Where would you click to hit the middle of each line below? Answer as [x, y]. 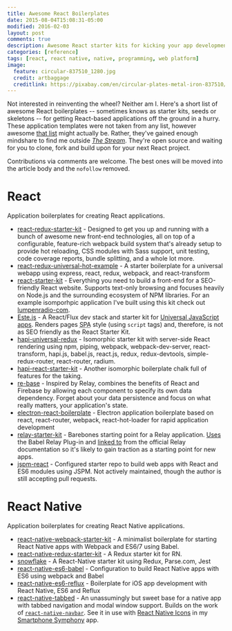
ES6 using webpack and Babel [60, 576]
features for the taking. [50, 376]
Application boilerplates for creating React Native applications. [96, 526]
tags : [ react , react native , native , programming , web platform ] [103, 59]
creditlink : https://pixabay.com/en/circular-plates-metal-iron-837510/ [120, 84]
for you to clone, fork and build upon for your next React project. [99, 148]
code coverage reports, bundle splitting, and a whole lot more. [106, 258]
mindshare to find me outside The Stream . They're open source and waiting [115, 141]
